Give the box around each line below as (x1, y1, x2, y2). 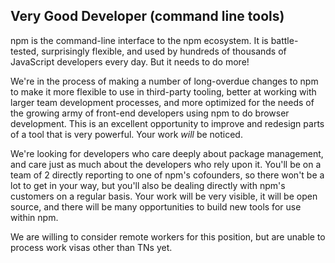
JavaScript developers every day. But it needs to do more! (10, 55, 250, 68)
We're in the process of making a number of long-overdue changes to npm (10, 75, 319, 87)
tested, (10, 45, 40, 57)
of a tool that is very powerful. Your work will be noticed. (10, 128, 243, 140)
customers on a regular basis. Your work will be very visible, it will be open (10, 190, 318, 202)
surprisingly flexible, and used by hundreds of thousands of (41, 45, 287, 57)
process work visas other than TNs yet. (10, 241, 173, 253)
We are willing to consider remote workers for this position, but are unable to (10, 230, 326, 243)
